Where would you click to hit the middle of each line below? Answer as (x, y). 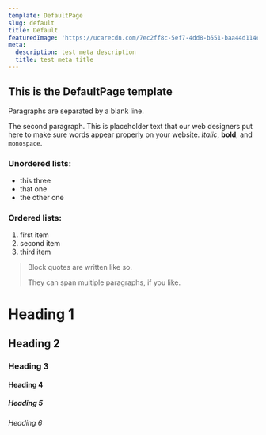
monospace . (25, 142)
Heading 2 (34, 344)
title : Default (33, 30)
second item (40, 244)
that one (33, 189)
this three (35, 180)
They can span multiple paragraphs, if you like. (104, 282)
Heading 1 (42, 314)
